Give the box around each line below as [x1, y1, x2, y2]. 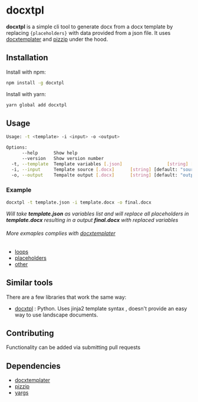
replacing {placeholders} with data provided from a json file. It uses [6, 29, 171, 36]
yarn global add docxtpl [6, 102, 67, 108]
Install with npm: [6, 68, 46, 76]
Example [6, 186, 32, 194]
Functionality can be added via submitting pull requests [6, 344, 141, 351]
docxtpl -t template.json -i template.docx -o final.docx [6, 199, 151, 205]
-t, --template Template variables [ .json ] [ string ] [11, 161, 189, 167]
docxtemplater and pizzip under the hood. [6, 35, 108, 43]
